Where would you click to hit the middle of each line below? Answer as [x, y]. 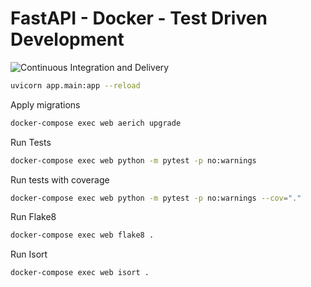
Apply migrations [45, 104]
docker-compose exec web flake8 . [82, 235]
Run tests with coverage [60, 179]
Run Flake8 [33, 217]
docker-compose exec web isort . [80, 273]
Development [67, 39]
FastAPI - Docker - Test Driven [139, 18]
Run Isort [29, 254]
